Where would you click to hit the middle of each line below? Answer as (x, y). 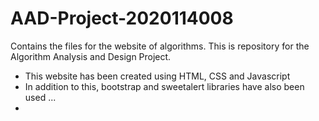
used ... (40, 97)
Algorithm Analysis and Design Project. (91, 56)
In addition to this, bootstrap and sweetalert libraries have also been (164, 86)
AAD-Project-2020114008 (122, 18)
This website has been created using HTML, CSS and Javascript (157, 76)
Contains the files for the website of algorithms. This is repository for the (160, 46)
